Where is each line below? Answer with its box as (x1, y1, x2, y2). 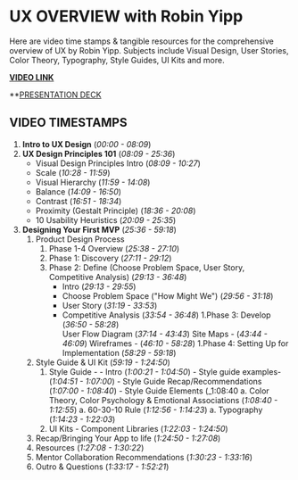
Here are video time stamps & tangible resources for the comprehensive (9, 36, 274, 46)
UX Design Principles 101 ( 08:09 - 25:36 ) (21, 148, 176, 159)
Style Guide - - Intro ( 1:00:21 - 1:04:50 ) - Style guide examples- (48, 366, 282, 377)
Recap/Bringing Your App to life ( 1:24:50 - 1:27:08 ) (35, 433, 221, 443)
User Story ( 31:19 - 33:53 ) (62, 300, 158, 310)
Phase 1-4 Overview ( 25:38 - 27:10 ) (48, 243, 180, 253)
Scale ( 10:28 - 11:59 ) (35, 167, 111, 178)
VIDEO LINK (9, 71, 54, 82)
